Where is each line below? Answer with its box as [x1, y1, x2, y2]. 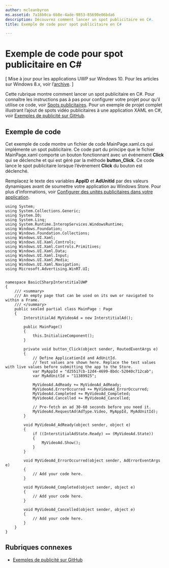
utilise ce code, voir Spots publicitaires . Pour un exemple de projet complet [5, 102, 163, 108]
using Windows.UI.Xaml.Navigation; [5, 262, 81, 267]
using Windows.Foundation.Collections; [5, 231, 90, 236]
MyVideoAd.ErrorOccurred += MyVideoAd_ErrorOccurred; [32, 387, 149, 392]
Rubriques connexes [5, 543, 72, 552]
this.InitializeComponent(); [32, 333, 95, 338]
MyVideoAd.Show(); [41, 440, 81, 445]
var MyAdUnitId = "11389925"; [32, 373, 97, 378]
